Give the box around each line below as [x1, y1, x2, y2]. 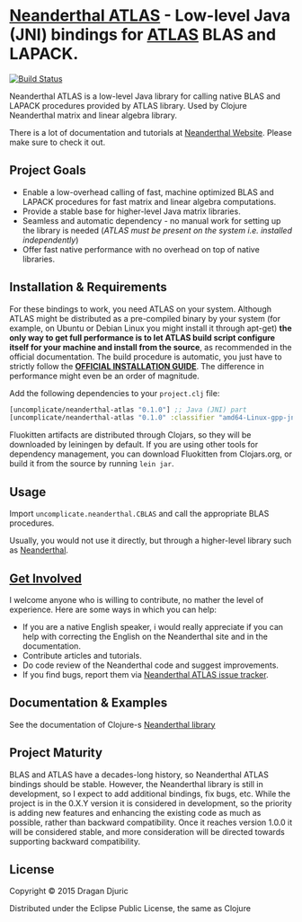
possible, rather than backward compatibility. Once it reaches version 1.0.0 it [9, 817, 293, 828]
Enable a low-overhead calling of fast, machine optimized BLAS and [22, 186, 274, 198]
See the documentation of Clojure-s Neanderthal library [9, 719, 216, 730]
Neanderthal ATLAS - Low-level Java [9, 5, 290, 26]
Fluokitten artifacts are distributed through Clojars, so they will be [9, 430, 252, 440]
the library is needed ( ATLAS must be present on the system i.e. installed [22, 225, 292, 235]
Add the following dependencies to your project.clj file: [9, 387, 220, 398]
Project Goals [9, 163, 87, 178]
